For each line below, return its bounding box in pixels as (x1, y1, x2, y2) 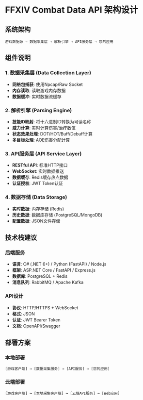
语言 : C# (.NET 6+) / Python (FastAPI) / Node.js (12, 261, 107, 267)
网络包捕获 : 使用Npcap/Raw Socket (12, 81, 83, 87)
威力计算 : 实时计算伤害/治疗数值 (12, 125, 76, 131)
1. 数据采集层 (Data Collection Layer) (5, 69, 91, 76)
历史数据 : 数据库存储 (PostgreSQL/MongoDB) (12, 212, 103, 217)
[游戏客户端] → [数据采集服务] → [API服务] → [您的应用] (5, 367, 110, 371)
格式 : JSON (12, 311, 35, 317)
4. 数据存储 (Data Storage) (5, 194, 67, 200)
